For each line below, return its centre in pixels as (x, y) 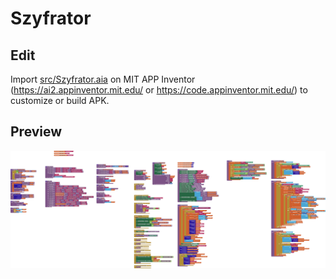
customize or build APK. (60, 100)
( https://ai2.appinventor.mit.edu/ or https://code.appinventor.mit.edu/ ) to (159, 90)
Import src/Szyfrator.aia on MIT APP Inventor (103, 79)
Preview (36, 132)
